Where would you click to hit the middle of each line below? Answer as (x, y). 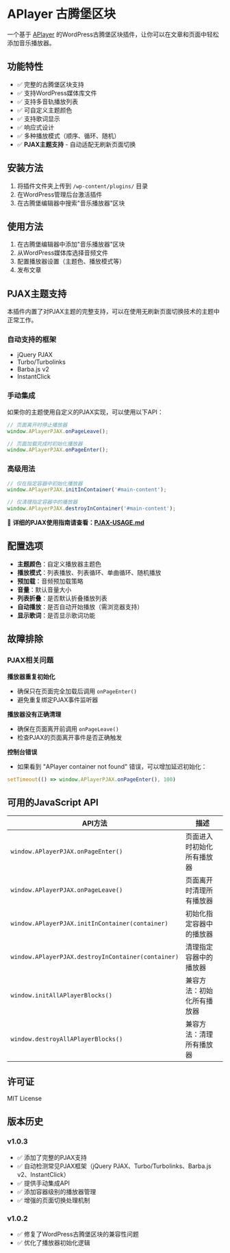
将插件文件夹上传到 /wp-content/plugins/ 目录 (82, 186)
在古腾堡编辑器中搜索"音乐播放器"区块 (71, 203)
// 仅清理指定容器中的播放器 (42, 502)
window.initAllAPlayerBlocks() (62, 995)
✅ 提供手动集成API (43, 1183)
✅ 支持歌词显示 (38, 119)
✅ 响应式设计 (36, 127)
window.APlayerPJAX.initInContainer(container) (90, 923)
